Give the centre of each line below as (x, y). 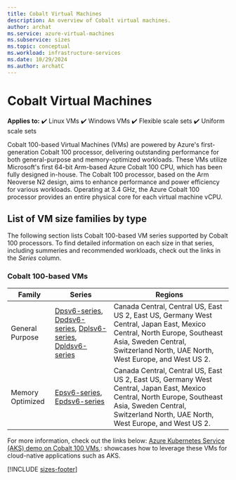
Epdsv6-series (80, 401)
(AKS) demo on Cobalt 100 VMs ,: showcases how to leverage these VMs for (117, 448)
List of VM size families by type (77, 219)
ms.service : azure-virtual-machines (61, 33)
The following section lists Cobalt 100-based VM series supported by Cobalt (118, 235)
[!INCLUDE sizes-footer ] (42, 469)
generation (23, 152)
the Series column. (34, 258)
